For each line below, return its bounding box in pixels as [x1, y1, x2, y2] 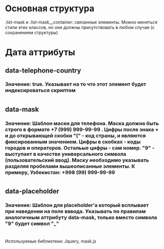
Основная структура [5, 3, 95, 14]
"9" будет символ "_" [5, 220, 60, 227]
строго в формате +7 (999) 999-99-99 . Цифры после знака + [5, 126, 159, 133]
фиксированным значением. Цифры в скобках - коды [5, 138, 141, 145]
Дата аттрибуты [5, 47, 76, 58]
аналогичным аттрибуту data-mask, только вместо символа [5, 214, 158, 221]
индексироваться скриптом [5, 87, 76, 94]
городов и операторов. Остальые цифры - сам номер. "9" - [5, 144, 155, 151]
